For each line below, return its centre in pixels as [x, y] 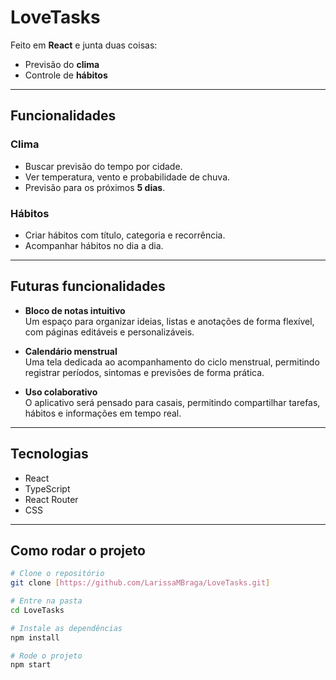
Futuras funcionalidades [88, 286]
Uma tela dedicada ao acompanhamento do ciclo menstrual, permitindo [172, 362]
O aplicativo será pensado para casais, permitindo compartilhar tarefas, [172, 402]
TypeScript [47, 488]
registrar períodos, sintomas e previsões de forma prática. [144, 372]
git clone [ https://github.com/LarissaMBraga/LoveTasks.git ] [140, 583]
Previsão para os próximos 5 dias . [95, 187]
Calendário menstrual [71, 351]
